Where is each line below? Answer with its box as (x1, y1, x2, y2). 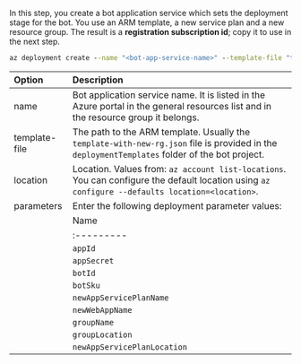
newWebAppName (72, 305, 133, 315)
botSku (72, 280, 100, 290)
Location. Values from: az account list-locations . (72, 162, 287, 175)
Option (13, 74, 44, 86)
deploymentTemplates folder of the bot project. (72, 148, 265, 160)
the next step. (9, 36, 61, 47)
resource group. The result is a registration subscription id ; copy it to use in (9, 27, 292, 37)
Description (72, 74, 124, 86)
